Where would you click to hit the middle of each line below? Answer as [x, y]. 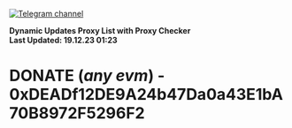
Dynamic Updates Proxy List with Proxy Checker [100, 30]
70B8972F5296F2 [77, 113]
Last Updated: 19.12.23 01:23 [63, 40]
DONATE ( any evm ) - [87, 76]
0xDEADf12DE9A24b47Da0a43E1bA [146, 95]
